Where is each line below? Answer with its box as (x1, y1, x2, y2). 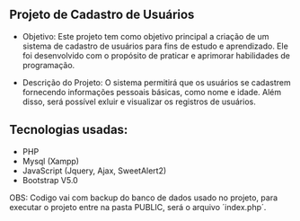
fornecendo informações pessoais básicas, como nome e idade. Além (22, 86, 281, 97)
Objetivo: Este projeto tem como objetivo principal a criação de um (22, 31, 269, 41)
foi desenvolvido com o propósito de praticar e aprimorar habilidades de (22, 49, 290, 61)
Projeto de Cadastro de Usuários (9, 7, 195, 22)
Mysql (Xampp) (22, 155, 79, 166)
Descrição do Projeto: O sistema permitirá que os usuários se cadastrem (22, 76, 291, 88)
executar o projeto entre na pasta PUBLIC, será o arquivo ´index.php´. (9, 201, 267, 212)
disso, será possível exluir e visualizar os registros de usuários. (22, 96, 256, 107)
